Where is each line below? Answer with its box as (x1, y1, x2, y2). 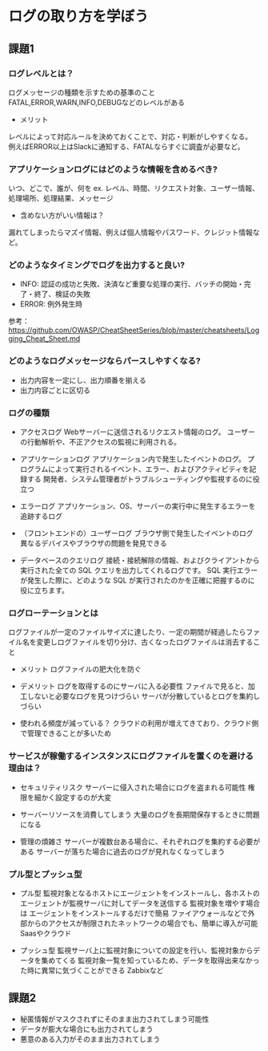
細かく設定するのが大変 (34, 792, 112, 802)
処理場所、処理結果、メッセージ (8, 193, 114, 203)
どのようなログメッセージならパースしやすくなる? (8, 355, 202, 367)
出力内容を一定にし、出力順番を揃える (19, 375, 146, 385)
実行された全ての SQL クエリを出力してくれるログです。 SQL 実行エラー (19, 566, 258, 575)
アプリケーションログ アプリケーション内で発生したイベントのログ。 (19, 454, 246, 464)
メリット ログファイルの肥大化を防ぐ (19, 664, 142, 674)
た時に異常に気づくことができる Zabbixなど (19, 965, 164, 975)
